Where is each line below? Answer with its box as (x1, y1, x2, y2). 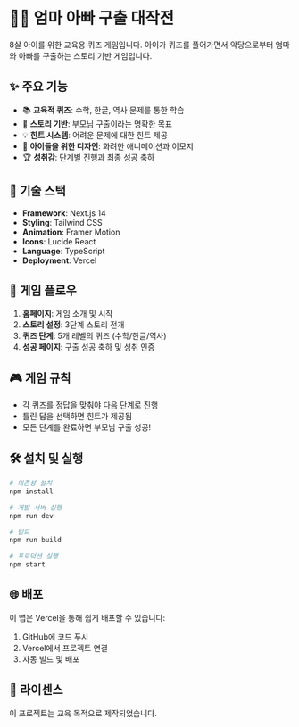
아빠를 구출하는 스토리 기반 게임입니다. (18, 50, 153, 61)
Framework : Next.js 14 (21, 207, 106, 219)
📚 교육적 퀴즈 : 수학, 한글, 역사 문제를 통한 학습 (21, 104, 185, 115)
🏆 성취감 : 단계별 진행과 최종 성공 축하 (21, 152, 155, 162)
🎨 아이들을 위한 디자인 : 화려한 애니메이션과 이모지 (21, 140, 194, 152)
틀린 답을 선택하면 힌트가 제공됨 (21, 411, 132, 422)
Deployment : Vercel (21, 255, 97, 266)
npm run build (9, 536, 62, 545)
